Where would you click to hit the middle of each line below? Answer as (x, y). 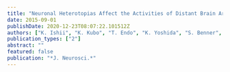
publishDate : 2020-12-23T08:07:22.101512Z (68, 26)
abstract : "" (26, 45)
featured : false (30, 52)
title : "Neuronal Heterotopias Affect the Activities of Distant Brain (111, 13)
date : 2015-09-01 (32, 20)
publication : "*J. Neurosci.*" (52, 58)
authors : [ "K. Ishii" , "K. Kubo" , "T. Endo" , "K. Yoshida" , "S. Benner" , (115, 33)
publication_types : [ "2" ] (44, 39)
